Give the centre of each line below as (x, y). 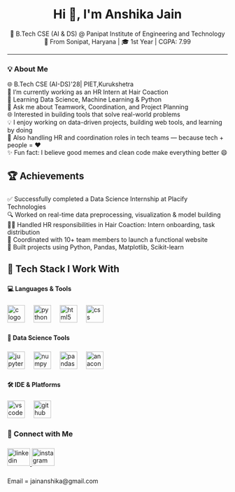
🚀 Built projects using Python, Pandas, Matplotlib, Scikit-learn (95, 247)
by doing (20, 130)
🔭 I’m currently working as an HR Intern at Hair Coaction (88, 92)
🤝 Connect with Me (40, 434)
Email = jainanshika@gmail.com (53, 481)
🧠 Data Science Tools (38, 337)
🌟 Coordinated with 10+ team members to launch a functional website (108, 239)
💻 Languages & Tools (40, 288)
